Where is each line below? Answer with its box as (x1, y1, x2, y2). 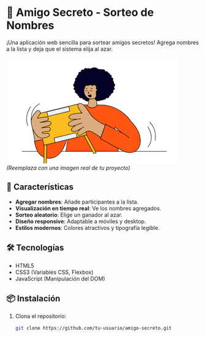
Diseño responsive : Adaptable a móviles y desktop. (15, 217, 146, 225)
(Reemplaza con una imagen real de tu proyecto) (6, 164, 130, 171)
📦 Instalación (6, 293, 61, 303)
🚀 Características (6, 182, 74, 192)
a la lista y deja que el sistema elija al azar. (6, 45, 113, 53)
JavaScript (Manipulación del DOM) (15, 275, 105, 282)
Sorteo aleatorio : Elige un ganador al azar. (15, 211, 123, 218)
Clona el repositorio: (15, 313, 67, 320)
